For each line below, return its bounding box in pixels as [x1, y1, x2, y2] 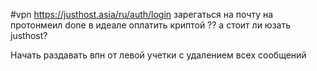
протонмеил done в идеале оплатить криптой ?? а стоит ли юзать [10, 19, 291, 31]
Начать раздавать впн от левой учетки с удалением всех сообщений [10, 49, 307, 61]
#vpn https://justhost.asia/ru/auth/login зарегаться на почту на [10, 9, 274, 20]
